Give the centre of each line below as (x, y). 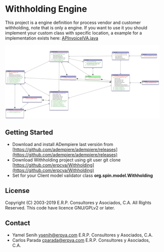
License (17, 191)
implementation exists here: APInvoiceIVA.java (52, 38)
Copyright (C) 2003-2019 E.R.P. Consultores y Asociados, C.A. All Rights (78, 202)
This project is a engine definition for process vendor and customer (73, 22)
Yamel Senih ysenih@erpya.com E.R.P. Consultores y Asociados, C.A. (82, 235)
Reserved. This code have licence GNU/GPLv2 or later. (60, 208)
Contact (18, 223)
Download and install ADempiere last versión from (63, 144)
